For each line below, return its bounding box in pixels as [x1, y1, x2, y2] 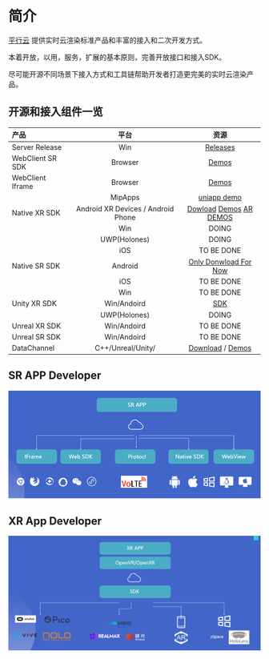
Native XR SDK [11, 208, 61, 217]
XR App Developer [8, 514, 102, 528]
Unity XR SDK [11, 299, 58, 308]
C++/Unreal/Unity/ [94, 344, 156, 353]
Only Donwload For [188, 257, 252, 267]
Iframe [11, 182, 34, 191]
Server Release [11, 142, 62, 152]
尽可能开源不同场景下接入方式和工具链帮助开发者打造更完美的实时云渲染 [8, 69, 247, 78]
